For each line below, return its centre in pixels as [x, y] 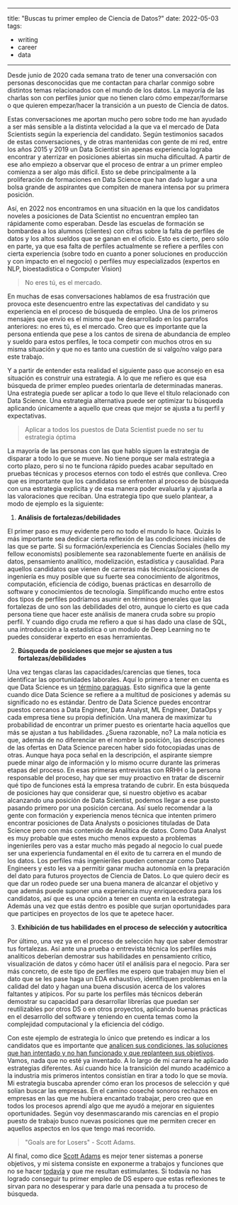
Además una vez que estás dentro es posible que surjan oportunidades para [119, 906]
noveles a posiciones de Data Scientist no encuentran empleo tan [103, 216]
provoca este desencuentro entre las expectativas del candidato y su [108, 304]
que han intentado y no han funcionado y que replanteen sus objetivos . [111, 1053]
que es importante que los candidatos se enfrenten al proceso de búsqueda [118, 481]
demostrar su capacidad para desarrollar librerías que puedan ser [103, 1001]
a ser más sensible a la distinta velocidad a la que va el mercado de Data [113, 126]
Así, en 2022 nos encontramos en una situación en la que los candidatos [113, 208]
